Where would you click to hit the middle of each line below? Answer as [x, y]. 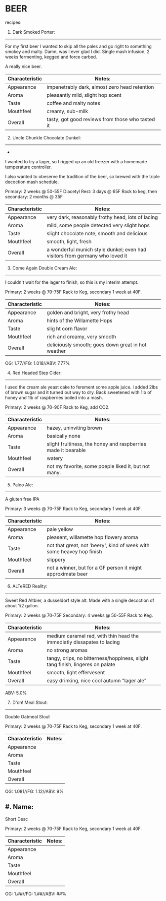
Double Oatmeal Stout [28, 716]
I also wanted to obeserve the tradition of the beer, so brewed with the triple [83, 176]
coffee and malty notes [73, 103]
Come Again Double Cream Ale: [45, 268]
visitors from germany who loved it [87, 256]
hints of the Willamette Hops [80, 321]
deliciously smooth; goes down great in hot [97, 344]
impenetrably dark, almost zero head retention [100, 87]
